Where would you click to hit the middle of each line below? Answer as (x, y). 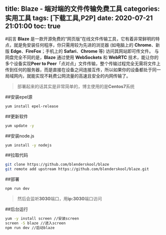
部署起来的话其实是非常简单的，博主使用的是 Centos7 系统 (76, 86)
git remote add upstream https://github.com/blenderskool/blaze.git (77, 169)
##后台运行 (17, 209)
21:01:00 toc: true (33, 26)
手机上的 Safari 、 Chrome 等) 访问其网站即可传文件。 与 (102, 51)
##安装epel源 (19, 97)
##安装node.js (20, 136)
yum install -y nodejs (28, 145)
